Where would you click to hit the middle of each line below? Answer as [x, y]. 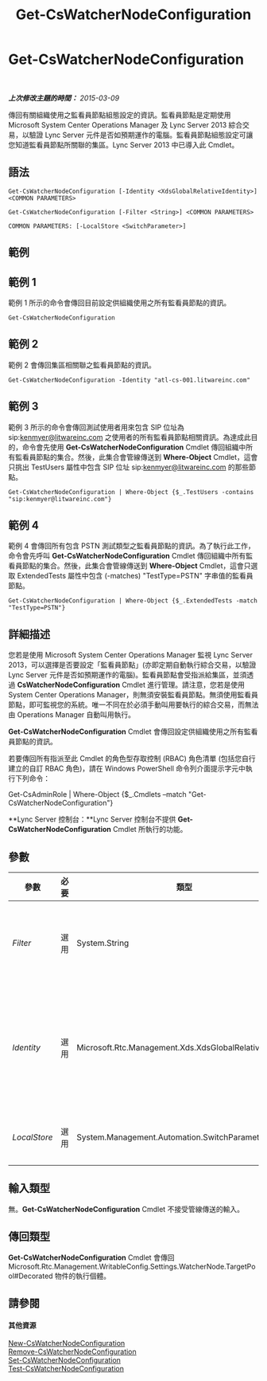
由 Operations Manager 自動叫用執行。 [72, 715]
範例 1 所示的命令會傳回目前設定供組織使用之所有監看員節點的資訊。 [120, 302]
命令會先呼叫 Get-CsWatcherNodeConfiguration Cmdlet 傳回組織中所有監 [131, 556]
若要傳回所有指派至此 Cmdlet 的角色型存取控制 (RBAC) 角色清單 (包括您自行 [132, 759]
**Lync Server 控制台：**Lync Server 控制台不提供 [92, 819]
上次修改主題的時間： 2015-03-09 [64, 98]
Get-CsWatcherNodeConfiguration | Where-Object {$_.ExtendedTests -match [133, 601]
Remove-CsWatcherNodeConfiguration [72, 1352]
